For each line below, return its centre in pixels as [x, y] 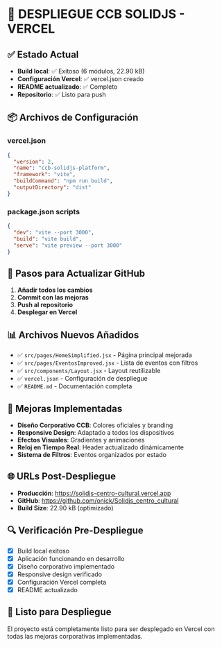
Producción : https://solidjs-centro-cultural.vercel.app [94, 493]
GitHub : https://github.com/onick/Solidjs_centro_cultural [98, 500]
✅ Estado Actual [43, 54]
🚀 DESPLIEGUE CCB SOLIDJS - [96, 14]
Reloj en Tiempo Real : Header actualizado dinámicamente [100, 447]
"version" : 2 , [34, 162]
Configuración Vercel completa [62, 582]
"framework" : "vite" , [45, 175]
